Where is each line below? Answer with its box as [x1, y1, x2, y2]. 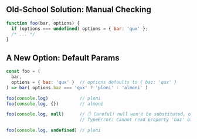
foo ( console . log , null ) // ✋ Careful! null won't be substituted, [6, 111, 186, 117]
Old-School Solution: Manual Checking [6, 5, 151, 15]
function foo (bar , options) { [6, 20, 80, 26]
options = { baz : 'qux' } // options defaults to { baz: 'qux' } [11, 79, 177, 85]
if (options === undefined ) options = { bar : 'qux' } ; [11, 26, 148, 32]
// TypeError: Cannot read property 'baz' [79, 117, 185, 123]
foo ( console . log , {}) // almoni [6, 101, 104, 107]
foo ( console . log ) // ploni [6, 95, 101, 101]
